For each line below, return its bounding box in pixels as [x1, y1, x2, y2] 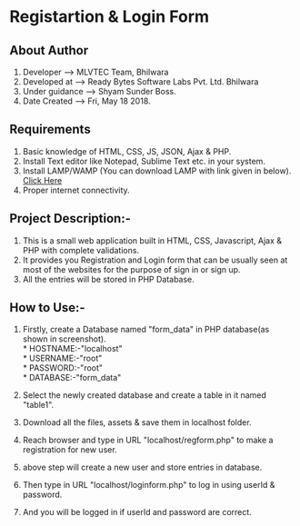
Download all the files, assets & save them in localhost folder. [22, 417, 252, 428]
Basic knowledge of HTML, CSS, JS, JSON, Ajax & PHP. [22, 145, 232, 156]
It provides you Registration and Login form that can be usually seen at [22, 254, 288, 265]
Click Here [22, 174, 63, 185]
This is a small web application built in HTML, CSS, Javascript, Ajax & [22, 234, 283, 246]
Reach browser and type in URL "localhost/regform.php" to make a [22, 434, 274, 446]
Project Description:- [9, 211, 132, 226]
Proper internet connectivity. [22, 184, 130, 195]
